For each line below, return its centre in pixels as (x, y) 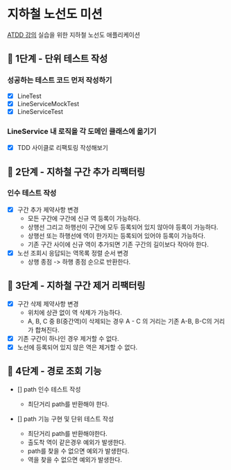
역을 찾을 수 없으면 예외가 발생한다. (75, 460)
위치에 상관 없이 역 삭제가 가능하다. (75, 312)
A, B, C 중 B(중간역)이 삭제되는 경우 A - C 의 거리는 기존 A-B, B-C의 (120, 321)
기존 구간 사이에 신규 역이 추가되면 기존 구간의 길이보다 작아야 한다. (118, 244)
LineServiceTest (40, 111)
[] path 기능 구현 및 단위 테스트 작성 (66, 419)
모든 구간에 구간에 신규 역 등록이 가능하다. (84, 218)
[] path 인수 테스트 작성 (49, 389)
